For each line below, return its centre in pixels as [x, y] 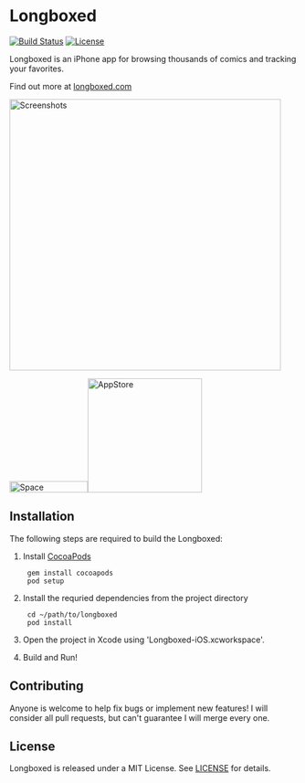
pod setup [46, 581]
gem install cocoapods [70, 573]
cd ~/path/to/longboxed [72, 614]
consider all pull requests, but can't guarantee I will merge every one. [140, 717]
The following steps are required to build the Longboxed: [116, 538]
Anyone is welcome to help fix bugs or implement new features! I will [139, 708]
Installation [42, 517]
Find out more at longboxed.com [71, 86]
